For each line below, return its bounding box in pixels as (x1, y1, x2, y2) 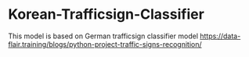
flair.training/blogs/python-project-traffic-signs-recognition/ (8, 39, 202, 48)
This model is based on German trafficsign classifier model (8, 31, 198, 41)
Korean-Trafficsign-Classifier (8, 5, 205, 23)
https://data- (199, 31, 241, 41)
